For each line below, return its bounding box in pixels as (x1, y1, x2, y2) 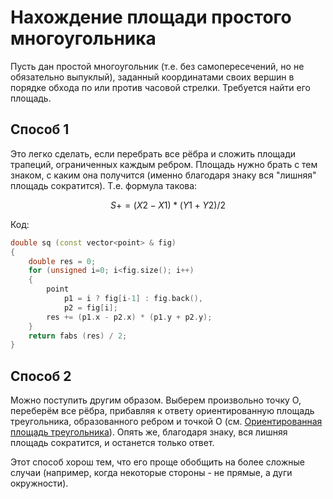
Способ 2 (10, 367, 72, 385)
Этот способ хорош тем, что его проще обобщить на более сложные (10, 456, 306, 468)
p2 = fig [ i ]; (63, 302, 118, 313)
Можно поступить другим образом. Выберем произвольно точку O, (10, 394, 302, 406)
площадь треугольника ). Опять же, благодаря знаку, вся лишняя (10, 426, 288, 438)
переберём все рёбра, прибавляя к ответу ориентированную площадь (10, 405, 315, 417)
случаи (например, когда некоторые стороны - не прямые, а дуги (10, 467, 293, 479)
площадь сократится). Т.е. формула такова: (10, 179, 198, 191)
